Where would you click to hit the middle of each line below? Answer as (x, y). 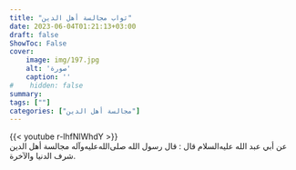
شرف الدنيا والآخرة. (43, 156)
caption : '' (48, 77)
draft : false (34, 35)
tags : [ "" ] (30, 102)
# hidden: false (46, 85)
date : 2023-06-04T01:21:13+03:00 (73, 26)
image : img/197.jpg (63, 60)
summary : (26, 94)
